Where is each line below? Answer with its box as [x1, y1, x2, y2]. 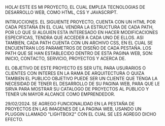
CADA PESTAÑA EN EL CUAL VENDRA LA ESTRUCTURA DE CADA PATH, [5, 24, 154, 30]
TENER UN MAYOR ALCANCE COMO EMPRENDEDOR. [5, 91, 115, 97]
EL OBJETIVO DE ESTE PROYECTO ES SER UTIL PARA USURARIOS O [5, 65, 146, 71]
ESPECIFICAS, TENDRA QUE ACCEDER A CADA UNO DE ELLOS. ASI [5, 34, 144, 40]
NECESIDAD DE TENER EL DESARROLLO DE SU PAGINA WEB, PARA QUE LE [5, 81, 160, 87]
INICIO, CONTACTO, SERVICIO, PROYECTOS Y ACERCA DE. [5, 56, 127, 61]
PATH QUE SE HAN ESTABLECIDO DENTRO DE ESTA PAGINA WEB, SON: [5, 50, 154, 56]
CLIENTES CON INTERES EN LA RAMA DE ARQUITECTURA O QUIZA [5, 70, 144, 76]
